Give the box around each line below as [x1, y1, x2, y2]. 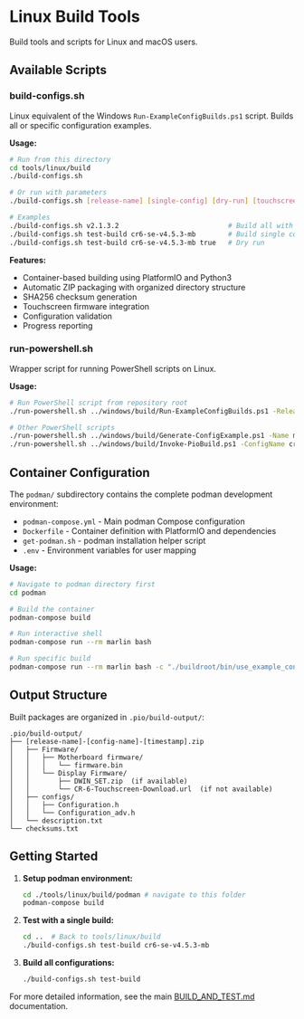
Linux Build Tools [9, 6, 140, 27]
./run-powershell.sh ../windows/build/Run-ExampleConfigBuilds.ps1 [9, 406, 270, 415]
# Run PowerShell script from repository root [9, 398, 188, 407]
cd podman [9, 588, 47, 597]
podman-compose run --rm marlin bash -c [9, 662, 165, 671]
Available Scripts [9, 62, 107, 78]
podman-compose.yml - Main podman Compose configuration [22, 516, 246, 527]
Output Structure [9, 688, 108, 703]
